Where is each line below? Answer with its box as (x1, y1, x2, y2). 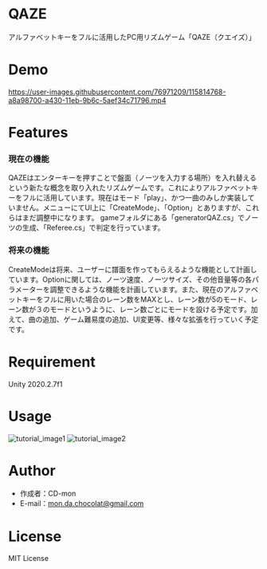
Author (8, 461, 56, 480)
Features (8, 124, 69, 142)
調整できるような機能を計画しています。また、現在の (49, 284, 224, 294)
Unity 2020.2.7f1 (8, 379, 63, 389)
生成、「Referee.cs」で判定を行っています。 (22, 223, 165, 232)
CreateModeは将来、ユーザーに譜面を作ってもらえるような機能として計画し (8, 264, 257, 274)
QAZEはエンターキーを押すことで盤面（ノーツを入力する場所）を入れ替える (8, 173, 257, 183)
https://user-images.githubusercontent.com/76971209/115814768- (8, 87, 226, 97)
